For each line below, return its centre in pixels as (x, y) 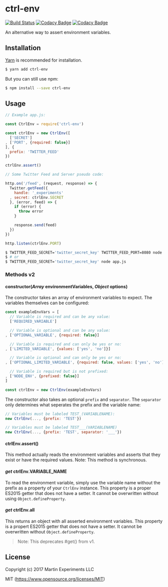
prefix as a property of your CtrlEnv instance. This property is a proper (78, 488)
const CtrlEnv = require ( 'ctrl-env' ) (44, 124)
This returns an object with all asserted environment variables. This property (84, 521)
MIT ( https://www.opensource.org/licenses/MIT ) (55, 579)
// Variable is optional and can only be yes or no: (66, 358)
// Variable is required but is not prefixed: (59, 372)
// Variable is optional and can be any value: (60, 330)
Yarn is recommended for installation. (44, 60)
